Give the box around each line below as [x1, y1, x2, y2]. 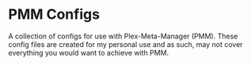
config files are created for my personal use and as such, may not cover [8, 39, 243, 49]
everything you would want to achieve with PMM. [8, 48, 169, 57]
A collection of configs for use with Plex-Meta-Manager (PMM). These [8, 31, 238, 41]
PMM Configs [8, 5, 101, 23]
